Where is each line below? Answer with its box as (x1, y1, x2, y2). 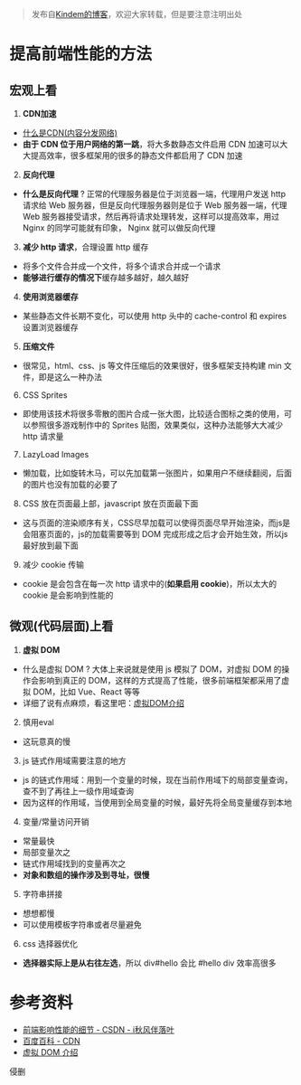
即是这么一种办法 (38, 372, 102, 382)
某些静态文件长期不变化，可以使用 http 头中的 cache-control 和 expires (22, 311, 287, 321)
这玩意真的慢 (22, 736, 71, 747)
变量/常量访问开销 (22, 816, 89, 826)
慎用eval (22, 716, 54, 727)
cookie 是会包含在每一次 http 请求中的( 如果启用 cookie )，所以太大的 (22, 579, 277, 589)
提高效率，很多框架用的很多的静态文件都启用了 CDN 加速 (30, 150, 243, 161)
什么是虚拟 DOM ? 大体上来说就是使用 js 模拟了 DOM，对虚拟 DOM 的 (22, 664, 282, 675)
